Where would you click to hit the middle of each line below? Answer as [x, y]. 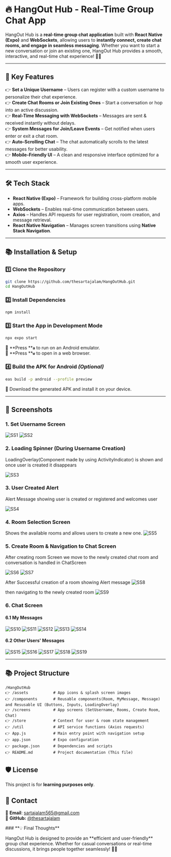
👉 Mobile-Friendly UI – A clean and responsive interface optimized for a [82, 155]
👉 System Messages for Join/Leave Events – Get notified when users [80, 129]
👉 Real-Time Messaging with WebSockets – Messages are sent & [76, 115]
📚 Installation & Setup [41, 252]
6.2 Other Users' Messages [35, 641]
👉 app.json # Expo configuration [52, 740]
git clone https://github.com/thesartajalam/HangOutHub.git [70, 282]
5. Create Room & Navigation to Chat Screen [61, 546]
